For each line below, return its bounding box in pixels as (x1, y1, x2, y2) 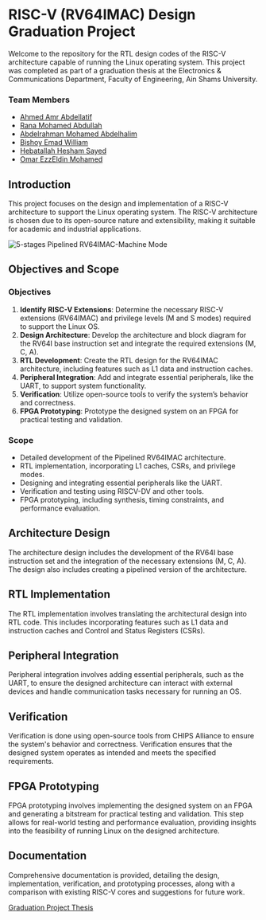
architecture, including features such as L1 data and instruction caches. (19, 364, 253, 374)
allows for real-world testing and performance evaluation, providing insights (8, 818, 256, 828)
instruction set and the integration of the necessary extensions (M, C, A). (8, 556, 247, 566)
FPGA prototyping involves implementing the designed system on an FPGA (8, 801, 253, 810)
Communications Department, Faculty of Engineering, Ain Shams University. (8, 74, 258, 84)
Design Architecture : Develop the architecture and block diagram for (19, 330, 247, 339)
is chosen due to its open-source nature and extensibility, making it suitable (8, 216, 256, 225)
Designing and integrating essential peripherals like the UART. (19, 478, 222, 487)
